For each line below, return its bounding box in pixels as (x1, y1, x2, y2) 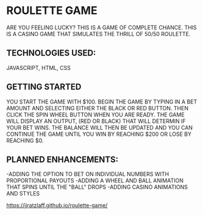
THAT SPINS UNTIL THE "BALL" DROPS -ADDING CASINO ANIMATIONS (6, 183, 188, 191)
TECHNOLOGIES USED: (6, 48, 96, 58)
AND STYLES (6, 190, 40, 197)
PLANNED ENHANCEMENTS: (6, 154, 119, 164)
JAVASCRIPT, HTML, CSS (6, 64, 71, 71)
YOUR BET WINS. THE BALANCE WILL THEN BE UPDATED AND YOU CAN (6, 124, 193, 131)
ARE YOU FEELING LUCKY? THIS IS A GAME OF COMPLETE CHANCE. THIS (6, 24, 197, 31)
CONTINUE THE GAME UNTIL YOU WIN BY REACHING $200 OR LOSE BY (6, 130, 192, 138)
